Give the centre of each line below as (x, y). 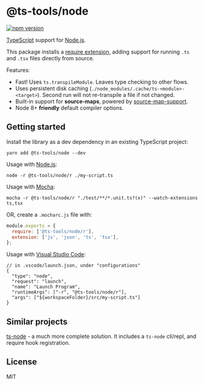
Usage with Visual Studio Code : (46, 254)
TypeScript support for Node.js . (46, 40)
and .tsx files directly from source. (50, 58)
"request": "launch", (39, 282)
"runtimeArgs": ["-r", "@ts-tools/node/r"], (69, 292)
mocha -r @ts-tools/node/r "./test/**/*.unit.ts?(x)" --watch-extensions (102, 198)
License (22, 362)
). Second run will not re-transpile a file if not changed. (106, 95)
